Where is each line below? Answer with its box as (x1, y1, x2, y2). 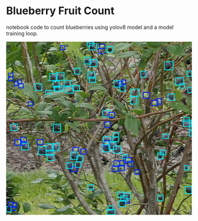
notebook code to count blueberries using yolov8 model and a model (6, 24, 174, 31)
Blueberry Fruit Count (6, 4, 115, 18)
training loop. (6, 29, 38, 37)
